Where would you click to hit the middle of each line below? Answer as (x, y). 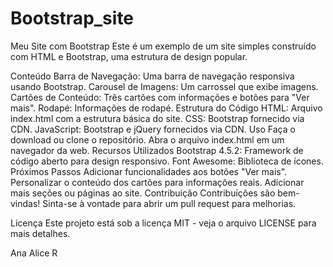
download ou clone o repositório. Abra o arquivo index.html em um (147, 139)
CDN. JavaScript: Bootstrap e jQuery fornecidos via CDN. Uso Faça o (153, 129)
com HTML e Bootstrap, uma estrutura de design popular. (129, 56)
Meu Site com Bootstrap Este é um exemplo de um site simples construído (163, 46)
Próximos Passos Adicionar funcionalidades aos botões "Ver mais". (149, 171)
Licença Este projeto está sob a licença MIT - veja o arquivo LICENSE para (163, 223)
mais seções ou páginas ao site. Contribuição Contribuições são (143, 193)
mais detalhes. (40, 233)
